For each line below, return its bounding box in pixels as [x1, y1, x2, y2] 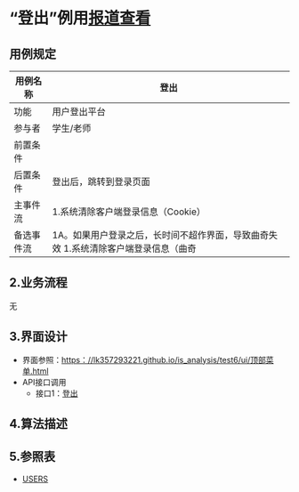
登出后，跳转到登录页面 [52, 175, 150, 188]
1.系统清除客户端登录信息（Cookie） [52, 206, 206, 218]
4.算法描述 [9, 416, 69, 432]
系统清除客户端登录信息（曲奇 [70, 242, 197, 254]
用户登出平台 [52, 106, 106, 117]
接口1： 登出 [35, 388, 78, 399]
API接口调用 [21, 376, 67, 387]
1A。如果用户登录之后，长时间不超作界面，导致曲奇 [52, 229, 270, 241]
